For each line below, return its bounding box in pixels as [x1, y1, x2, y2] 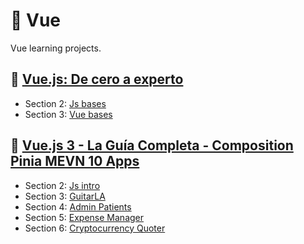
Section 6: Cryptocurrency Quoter [24, 222, 166, 234]
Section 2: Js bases [24, 97, 107, 109]
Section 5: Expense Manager [24, 211, 145, 223]
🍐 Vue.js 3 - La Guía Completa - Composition [10, 137, 294, 154]
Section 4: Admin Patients [24, 200, 132, 213]
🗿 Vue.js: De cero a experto [10, 71, 184, 88]
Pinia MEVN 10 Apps [10, 153, 140, 170]
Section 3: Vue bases [24, 108, 113, 120]
